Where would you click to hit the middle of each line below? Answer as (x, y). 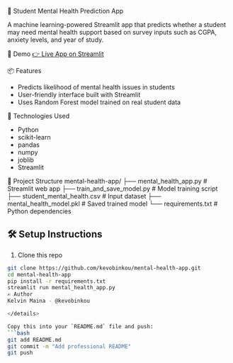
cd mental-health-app (39, 274)
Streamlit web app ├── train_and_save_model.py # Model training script (113, 189)
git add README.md (34, 340)
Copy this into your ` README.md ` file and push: (80, 326)
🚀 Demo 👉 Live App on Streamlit (56, 54)
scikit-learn (34, 137)
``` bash (19, 333)
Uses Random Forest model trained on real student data (99, 102)
